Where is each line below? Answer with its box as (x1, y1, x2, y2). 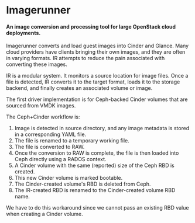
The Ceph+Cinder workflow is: (6, 113, 80, 120)
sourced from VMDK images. (6, 102, 76, 109)
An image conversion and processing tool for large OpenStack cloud (6, 23, 176, 30)
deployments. (6, 29, 41, 36)
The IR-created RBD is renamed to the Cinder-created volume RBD (14, 187, 176, 194)
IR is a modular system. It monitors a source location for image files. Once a (6, 72, 189, 79)
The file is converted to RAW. (14, 144, 85, 151)
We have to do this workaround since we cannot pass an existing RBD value (6, 204, 189, 211)
